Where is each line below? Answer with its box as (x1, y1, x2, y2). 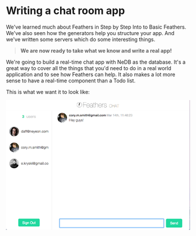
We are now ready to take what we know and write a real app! (20, 47, 172, 54)
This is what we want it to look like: (6, 88, 90, 95)
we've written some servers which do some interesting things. (6, 36, 156, 43)
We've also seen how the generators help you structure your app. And (6, 29, 175, 36)
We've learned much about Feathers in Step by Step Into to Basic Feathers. (6, 23, 187, 30)
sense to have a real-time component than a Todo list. (6, 77, 136, 84)
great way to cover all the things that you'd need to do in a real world (6, 64, 171, 71)
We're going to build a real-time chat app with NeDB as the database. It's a (6, 58, 185, 65)
